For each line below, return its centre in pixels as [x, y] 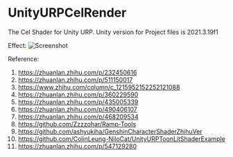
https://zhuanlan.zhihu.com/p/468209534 [78, 117]
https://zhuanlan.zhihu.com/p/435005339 [78, 101]
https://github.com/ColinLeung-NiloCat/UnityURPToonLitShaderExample [122, 139]
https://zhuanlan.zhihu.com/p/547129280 [77, 146]
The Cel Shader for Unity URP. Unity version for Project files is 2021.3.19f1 [113, 32]
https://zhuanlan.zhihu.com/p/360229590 [78, 94]
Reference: [24, 59]
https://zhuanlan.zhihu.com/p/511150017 [75, 80]
